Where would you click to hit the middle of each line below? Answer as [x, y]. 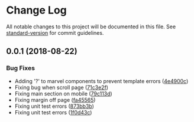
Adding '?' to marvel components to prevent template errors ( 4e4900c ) [101, 81]
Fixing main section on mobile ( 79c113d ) [63, 93]
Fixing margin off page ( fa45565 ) [55, 100]
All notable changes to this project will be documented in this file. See [91, 27]
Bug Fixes [21, 68]
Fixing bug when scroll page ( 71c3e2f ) [61, 87]
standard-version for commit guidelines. [55, 32]
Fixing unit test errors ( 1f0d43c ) [53, 112]
